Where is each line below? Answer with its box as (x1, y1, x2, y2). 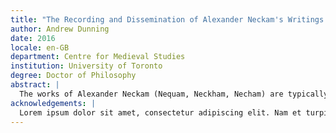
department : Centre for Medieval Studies (10, 52, 186, 62)
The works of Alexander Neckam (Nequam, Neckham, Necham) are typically (19, 89, 329, 99)
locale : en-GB (10, 42, 70, 53)
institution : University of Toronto (10, 61, 163, 71)
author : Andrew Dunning (10, 24, 110, 34)
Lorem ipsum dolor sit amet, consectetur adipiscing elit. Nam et (19, 107, 302, 118)
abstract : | (10, 80, 60, 90)
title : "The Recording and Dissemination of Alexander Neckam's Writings (10, 14, 325, 25)
